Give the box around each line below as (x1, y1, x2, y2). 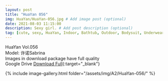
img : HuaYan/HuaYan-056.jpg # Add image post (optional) (5, 16, 126, 21)
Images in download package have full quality (5, 56, 100, 61)
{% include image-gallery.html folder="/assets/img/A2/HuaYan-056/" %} (5, 71, 155, 76)
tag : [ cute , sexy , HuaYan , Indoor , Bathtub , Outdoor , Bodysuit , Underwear (5, 30, 164, 35)
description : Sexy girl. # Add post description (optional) (5, 26, 133, 31)
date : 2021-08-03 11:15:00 (5, 21, 61, 26)
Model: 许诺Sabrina (5, 50, 45, 56)
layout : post (5, 7, 32, 12)
